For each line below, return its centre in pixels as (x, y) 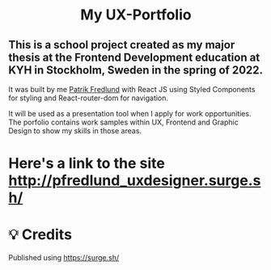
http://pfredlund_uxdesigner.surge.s (135, 181)
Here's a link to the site (87, 164)
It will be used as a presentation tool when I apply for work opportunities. (130, 114)
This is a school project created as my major (122, 45)
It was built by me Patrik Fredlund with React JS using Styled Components (132, 89)
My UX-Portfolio (136, 15)
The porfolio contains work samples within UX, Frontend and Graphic (123, 122)
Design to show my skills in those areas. (75, 131)
